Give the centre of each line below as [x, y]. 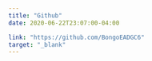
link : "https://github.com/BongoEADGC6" [77, 37]
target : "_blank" [37, 44]
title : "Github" [35, 15]
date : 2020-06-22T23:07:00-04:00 [64, 23]
